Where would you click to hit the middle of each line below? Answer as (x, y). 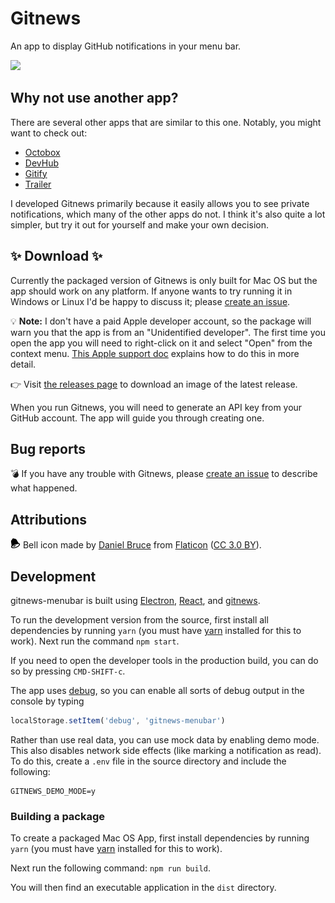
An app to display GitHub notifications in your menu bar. (126, 46)
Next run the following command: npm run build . (110, 868)
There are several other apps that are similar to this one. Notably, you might (166, 122)
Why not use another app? (94, 98)
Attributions (49, 519)
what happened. (44, 488)
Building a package (58, 816)
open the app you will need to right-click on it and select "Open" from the (161, 343)
